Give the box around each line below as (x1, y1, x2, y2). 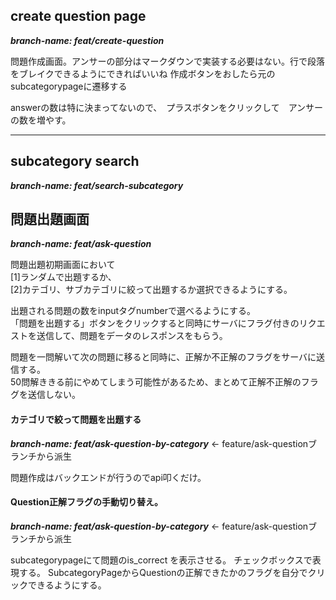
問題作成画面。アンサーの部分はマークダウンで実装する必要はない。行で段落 (10, 55, 325, 67)
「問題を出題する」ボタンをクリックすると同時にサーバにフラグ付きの (10, 317, 300, 329)
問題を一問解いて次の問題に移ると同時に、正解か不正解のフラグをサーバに (10, 351, 317, 363)
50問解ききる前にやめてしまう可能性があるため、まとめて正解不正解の (10, 376, 302, 388)
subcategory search (10, 153, 140, 170)
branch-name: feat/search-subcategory (10, 179, 184, 191)
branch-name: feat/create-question (10, 34, 165, 46)
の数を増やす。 (10, 114, 72, 126)
